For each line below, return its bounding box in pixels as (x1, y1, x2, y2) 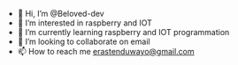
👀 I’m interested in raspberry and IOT (17, 18, 153, 28)
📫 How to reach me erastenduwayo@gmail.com (17, 47, 195, 56)
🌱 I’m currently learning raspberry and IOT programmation (17, 27, 230, 37)
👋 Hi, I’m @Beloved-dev (17, 9, 104, 18)
